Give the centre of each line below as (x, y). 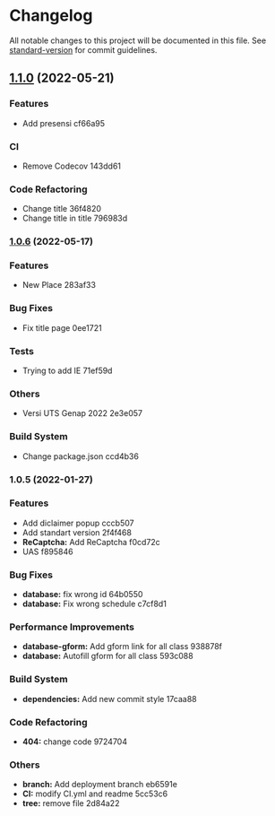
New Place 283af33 (59, 285)
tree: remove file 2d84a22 (71, 803)
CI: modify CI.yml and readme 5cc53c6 (95, 794)
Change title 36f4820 (61, 209)
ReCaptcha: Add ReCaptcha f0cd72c (91, 542)
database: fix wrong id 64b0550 (82, 595)
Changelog (51, 16)
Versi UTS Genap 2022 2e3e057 (82, 413)
